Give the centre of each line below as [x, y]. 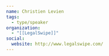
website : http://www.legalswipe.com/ [57, 44]
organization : [23, 28]
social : [16, 38]
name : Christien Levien [35, 11]
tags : [13, 17]
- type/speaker [30, 22]
